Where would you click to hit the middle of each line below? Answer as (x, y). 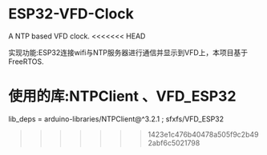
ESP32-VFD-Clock (71, 14)
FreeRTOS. (26, 62)
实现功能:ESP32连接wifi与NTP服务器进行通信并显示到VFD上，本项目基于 (128, 52)
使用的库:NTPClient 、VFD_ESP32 (122, 96)
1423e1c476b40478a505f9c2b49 (203, 134)
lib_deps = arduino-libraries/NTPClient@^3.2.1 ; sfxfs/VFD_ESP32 (116, 119)
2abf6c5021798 (174, 143)
